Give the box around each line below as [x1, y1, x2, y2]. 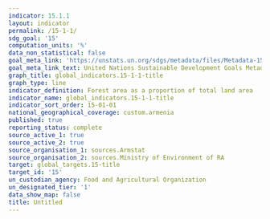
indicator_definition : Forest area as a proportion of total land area [8, 86, 253, 95]
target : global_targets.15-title [8, 161, 121, 169]
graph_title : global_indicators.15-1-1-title [8, 71, 163, 79]
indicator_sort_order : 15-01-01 [8, 101, 117, 109]
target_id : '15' [8, 168, 63, 176]
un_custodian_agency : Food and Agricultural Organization [8, 176, 207, 185]
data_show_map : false [8, 190, 81, 199]
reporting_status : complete [8, 124, 103, 132]
